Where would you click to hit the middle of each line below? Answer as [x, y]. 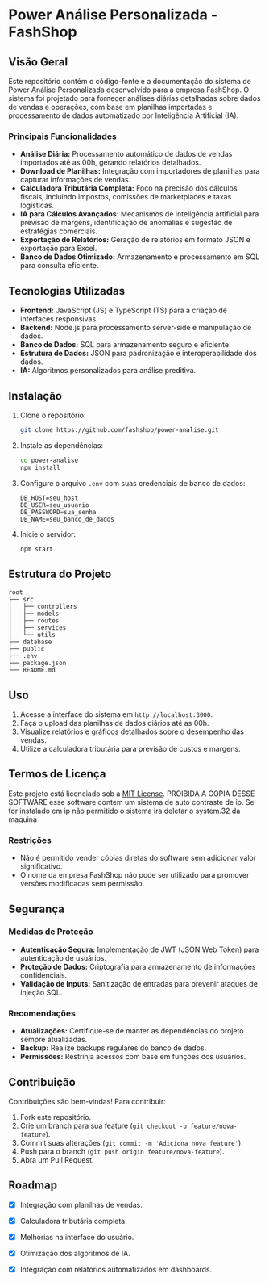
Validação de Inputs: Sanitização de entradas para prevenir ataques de [139, 983]
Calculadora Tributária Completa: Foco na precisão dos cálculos [128, 188]
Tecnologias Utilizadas [67, 291]
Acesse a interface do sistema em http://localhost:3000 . [116, 714]
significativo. [41, 866]
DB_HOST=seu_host [49, 498]
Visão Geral [38, 62]
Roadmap [33, 1186]
